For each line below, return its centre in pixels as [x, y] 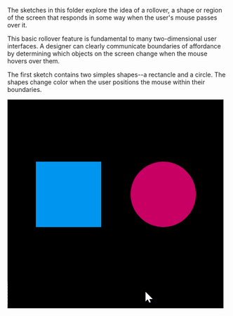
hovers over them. [34, 61]
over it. [18, 25]
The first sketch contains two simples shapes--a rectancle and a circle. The [116, 74]
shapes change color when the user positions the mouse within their [106, 82]
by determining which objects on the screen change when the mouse [107, 53]
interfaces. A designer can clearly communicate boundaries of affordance [114, 46]
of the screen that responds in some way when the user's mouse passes [112, 18]
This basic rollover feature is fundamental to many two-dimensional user [112, 39]
